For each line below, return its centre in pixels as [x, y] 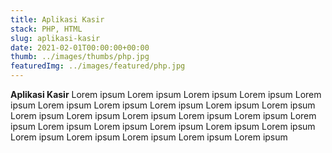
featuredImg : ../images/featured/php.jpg [98, 66]
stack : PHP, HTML [46, 29]
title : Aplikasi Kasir [57, 19]
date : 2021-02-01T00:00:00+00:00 [80, 47]
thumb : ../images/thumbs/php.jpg [80, 57]
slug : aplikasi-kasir [55, 38]
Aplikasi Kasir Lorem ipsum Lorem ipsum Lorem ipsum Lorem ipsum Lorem [166, 94]
